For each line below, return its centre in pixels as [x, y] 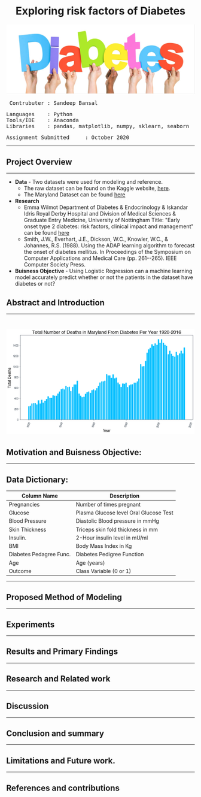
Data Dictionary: [37, 479]
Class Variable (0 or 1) [103, 571]
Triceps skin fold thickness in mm [117, 529]
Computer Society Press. [54, 265]
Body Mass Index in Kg [104, 546]
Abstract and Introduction [55, 303]
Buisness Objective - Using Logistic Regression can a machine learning [103, 271]
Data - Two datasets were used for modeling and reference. [89, 182]
